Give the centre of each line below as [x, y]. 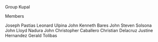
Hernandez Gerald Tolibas [31, 36]
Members [15, 16]
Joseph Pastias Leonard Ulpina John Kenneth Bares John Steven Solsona [78, 25]
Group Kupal [17, 7]
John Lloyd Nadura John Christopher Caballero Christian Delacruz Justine [79, 30]
